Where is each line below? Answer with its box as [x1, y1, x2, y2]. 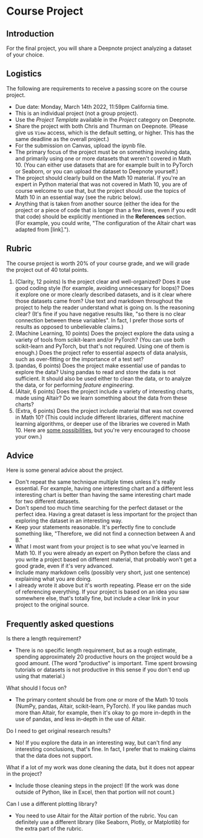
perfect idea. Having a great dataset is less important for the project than [15, 511, 198, 518]
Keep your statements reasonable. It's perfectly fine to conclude [15, 524, 176, 531]
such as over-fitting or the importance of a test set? [15, 355, 144, 362]
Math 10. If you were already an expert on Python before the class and [15, 549, 191, 557]
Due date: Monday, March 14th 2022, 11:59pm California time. [15, 103, 169, 110]
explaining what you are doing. [15, 575, 92, 583]
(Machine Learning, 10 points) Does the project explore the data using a [15, 330, 195, 337]
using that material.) [15, 673, 65, 680]
